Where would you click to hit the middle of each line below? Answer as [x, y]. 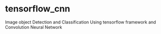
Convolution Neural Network [34, 27]
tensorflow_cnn [38, 9]
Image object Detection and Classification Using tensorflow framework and [80, 22]
